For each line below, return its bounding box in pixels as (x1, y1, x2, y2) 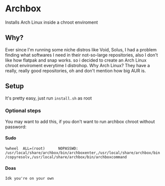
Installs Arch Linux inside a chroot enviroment (5, 19, 98, 25)
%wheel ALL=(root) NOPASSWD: (5, 146, 79, 151)
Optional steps (5, 107, 41, 114)
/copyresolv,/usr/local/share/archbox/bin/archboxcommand (5, 155, 127, 160)
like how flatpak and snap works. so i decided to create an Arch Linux (5, 57, 147, 63)
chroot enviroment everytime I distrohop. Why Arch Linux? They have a (5, 62, 150, 68)
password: (5, 124, 27, 130)
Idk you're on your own (5, 176, 54, 181)
